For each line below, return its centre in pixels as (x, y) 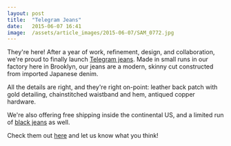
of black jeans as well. (39, 122)
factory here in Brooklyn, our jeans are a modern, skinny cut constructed (110, 66)
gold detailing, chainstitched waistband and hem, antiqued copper (101, 95)
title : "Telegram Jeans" (44, 20)
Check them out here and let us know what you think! (83, 136)
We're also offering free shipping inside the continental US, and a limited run (115, 115)
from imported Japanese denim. (53, 74)
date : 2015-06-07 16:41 (44, 26)
